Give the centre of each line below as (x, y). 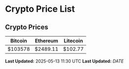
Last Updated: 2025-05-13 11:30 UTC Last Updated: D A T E (64, 61)
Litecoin (73, 41)
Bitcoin (19, 41)
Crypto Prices (27, 27)
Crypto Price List (40, 9)
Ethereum (47, 41)
